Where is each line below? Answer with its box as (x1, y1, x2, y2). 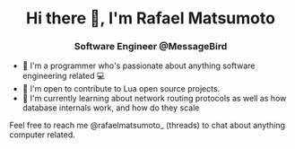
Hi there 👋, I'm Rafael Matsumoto (25, 8, 276, 29)
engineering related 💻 (22, 71, 106, 82)
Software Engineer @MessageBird (74, 40, 228, 53)
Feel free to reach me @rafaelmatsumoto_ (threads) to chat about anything (9, 120, 285, 131)
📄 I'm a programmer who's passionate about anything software (22, 60, 256, 71)
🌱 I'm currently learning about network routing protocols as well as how (22, 93, 287, 104)
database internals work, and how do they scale (22, 102, 200, 113)
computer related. (9, 129, 75, 140)
